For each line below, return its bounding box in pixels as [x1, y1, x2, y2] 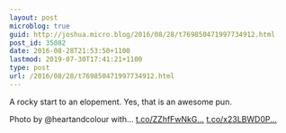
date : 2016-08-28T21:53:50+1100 [9, 47, 130, 56]
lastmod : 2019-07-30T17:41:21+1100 [9, 55, 143, 64]
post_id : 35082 [9, 38, 67, 48]
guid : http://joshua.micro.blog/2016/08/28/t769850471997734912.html [9, 30, 276, 39]
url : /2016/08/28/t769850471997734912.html [9, 72, 175, 81]
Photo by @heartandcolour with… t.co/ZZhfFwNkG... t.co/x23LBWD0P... [9, 113, 277, 124]
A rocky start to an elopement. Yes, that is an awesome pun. [9, 96, 232, 107]
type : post [9, 64, 50, 73]
